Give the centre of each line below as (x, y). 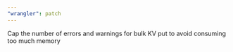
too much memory (34, 41)
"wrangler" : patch (34, 14)
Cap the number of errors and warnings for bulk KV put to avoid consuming (117, 33)
